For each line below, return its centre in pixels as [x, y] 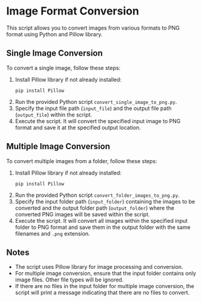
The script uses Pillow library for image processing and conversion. [99, 267]
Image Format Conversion [73, 11]
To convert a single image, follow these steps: [64, 68]
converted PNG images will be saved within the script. [82, 214]
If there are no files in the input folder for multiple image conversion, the [105, 286]
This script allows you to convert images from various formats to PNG [93, 28]
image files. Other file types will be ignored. [69, 280]
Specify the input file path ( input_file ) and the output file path [93, 108]
